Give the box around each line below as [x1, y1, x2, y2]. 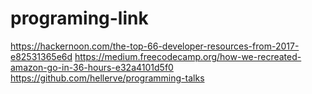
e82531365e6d [10, 50, 73, 62]
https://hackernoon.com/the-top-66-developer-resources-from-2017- [10, 40, 300, 52]
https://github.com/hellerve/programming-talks [10, 72, 205, 84]
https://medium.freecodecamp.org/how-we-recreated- [74, 50, 302, 62]
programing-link [10, 7, 149, 30]
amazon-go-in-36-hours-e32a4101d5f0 [10, 61, 174, 73]
